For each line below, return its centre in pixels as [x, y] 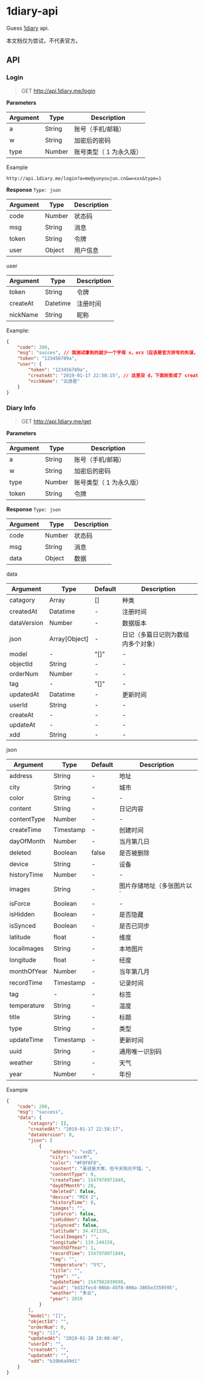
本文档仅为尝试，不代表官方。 [43, 40]
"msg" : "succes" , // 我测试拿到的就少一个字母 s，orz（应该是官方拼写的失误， [108, 353]
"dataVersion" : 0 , [51, 1135]
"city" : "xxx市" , [71, 1158]
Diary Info [21, 408]
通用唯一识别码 [141, 1051]
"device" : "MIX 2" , [74, 1197]
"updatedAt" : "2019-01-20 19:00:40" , [76, 1338]
